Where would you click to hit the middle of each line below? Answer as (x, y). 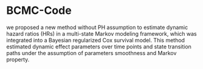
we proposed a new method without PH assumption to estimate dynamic (97, 27)
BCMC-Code (39, 11)
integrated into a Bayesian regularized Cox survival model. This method (96, 40)
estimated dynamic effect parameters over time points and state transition (99, 47)
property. (18, 59)
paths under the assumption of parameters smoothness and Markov (91, 53)
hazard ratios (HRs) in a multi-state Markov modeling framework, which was (101, 33)
